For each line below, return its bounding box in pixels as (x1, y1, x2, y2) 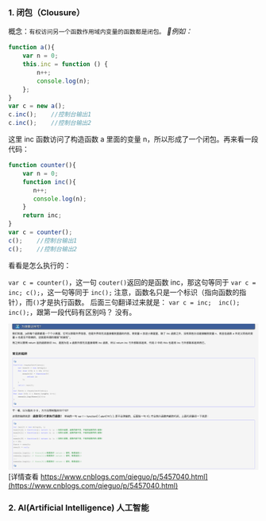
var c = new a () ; (8, 102, 66, 111)
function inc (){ (22, 177, 77, 186)
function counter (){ (8, 161, 77, 169)
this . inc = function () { (22, 60, 109, 68)
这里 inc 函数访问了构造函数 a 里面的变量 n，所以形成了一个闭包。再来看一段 (8, 134, 259, 144)
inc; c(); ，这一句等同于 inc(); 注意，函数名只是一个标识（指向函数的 (8, 287, 240, 297)
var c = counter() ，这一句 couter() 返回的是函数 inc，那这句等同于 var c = (8, 277, 256, 287)
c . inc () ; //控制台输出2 (8, 119, 91, 127)
